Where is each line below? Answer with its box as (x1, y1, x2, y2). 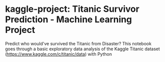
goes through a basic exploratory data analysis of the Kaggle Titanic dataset (5, 46, 160, 52)
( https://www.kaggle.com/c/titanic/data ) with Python (5, 51, 112, 57)
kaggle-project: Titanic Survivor (5, 3, 139, 15)
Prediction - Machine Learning (5, 14, 132, 25)
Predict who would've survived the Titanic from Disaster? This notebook (5, 40, 152, 46)
